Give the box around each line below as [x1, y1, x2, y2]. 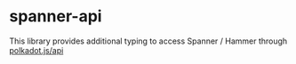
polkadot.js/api [9, 44, 64, 55]
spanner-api [9, 6, 102, 27]
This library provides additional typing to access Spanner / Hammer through [9, 36, 288, 46]
